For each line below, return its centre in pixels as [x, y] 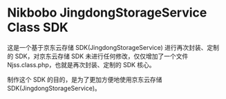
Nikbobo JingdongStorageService [107, 13]
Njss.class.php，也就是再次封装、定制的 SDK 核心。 [81, 64]
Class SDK [38, 27]
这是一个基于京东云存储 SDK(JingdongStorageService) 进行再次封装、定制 [113, 47]
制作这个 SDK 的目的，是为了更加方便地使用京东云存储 [85, 79]
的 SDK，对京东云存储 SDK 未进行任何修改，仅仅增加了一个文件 [98, 56]
